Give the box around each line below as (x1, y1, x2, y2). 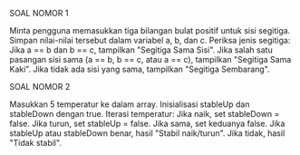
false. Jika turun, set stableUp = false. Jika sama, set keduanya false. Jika (9, 118, 285, 129)
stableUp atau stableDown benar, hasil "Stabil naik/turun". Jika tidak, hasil (9, 128, 285, 139)
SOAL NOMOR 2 (9, 82, 71, 92)
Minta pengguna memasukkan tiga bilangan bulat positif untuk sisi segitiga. (9, 25, 291, 35)
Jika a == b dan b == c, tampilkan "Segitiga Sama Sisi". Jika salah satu (9, 44, 274, 55)
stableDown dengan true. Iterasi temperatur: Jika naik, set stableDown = (9, 109, 280, 119)
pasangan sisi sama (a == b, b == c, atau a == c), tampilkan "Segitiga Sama (9, 54, 292, 64)
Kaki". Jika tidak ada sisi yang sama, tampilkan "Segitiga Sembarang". (9, 63, 270, 74)
